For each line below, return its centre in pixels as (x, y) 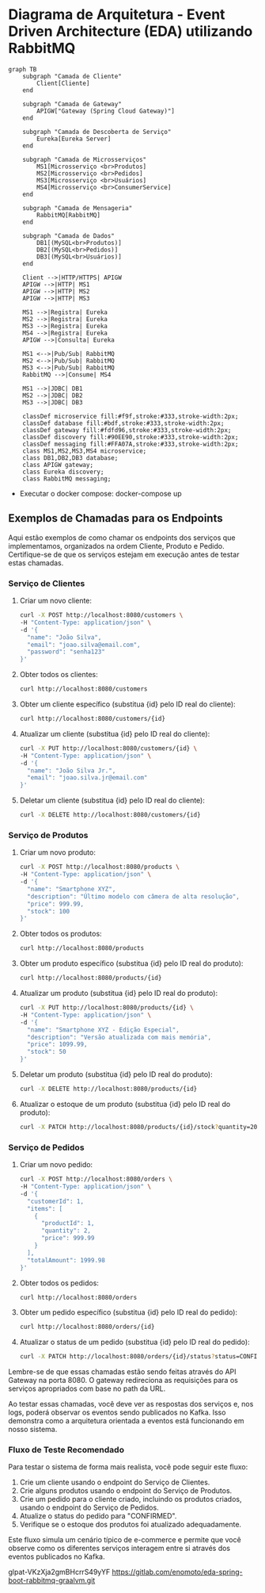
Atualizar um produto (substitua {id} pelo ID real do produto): (119, 994)
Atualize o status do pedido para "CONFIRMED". (98, 1516)
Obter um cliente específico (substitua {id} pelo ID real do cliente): (127, 704)
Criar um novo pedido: (56, 1165)
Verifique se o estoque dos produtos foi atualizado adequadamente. (131, 1525)
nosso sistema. (33, 1430)
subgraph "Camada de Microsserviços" (85, 159)
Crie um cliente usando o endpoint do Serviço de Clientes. (115, 1482)
